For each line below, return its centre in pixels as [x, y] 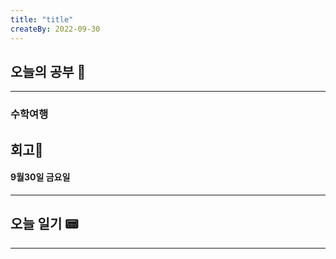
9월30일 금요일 [40, 177]
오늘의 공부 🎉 [48, 71]
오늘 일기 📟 [44, 224]
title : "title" [42, 19]
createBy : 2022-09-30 [55, 29]
